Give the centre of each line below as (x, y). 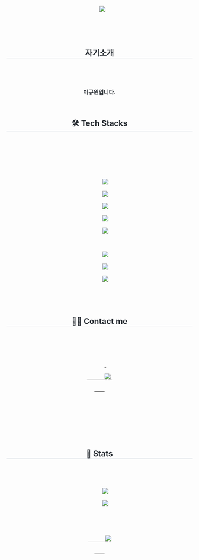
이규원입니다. (99, 92)
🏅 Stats (99, 454)
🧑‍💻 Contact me (99, 321)
